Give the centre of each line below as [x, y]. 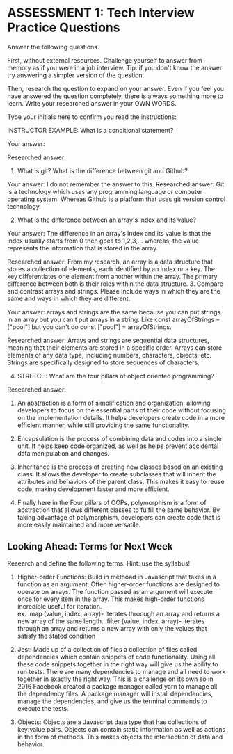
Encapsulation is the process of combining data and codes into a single [120, 438]
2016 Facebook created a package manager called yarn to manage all [117, 686]
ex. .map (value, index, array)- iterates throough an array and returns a [119, 613]
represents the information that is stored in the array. [83, 248]
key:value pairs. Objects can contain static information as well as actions [121, 729]
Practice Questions [64, 27]
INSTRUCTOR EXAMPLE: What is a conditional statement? [90, 130]
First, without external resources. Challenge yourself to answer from [105, 60]
